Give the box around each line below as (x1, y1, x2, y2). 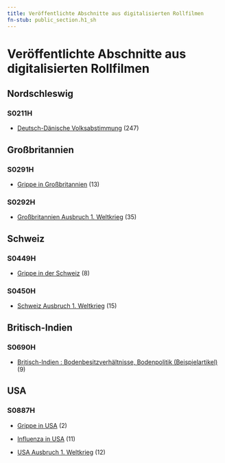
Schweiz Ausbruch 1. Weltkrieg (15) (16, 302, 117, 310)
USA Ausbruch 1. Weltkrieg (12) (16, 448, 106, 456)
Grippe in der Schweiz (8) (16, 269, 91, 278)
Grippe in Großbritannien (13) (16, 180, 100, 189)
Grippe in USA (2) (16, 421, 67, 429)
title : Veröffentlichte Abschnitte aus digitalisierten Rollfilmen (7, 10, 204, 17)
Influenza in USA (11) (16, 434, 75, 443)
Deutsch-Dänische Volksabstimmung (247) (16, 124, 139, 133)
